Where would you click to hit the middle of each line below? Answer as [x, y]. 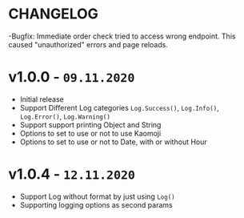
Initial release [42, 99]
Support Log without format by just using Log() [97, 196]
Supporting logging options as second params [96, 204]
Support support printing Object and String [90, 124]
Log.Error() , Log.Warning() [65, 116]
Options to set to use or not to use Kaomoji [90, 133]
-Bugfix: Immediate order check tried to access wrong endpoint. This [122, 36]
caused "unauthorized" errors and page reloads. [88, 44]
